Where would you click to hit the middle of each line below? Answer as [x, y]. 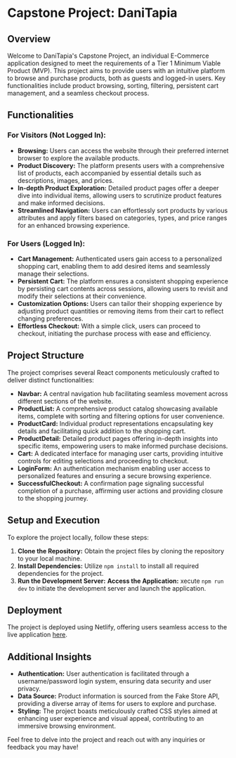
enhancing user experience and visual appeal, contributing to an [111, 719]
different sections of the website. [65, 401]
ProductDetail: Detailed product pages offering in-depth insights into [118, 438]
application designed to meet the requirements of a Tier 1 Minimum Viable [114, 63]
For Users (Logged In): [46, 243]
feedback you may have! [43, 747]
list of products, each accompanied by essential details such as [109, 173]
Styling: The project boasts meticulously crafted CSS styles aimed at [117, 711]
